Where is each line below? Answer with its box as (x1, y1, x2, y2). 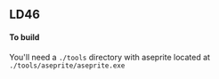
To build (9, 31, 40, 43)
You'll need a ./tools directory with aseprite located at (9, 51, 211, 62)
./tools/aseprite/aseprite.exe (9, 61, 126, 70)
